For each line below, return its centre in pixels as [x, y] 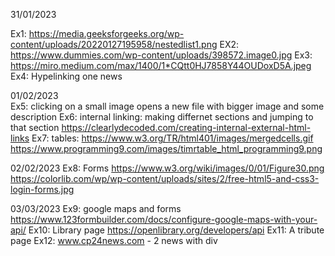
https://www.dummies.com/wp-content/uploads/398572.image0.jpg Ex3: [161, 55]
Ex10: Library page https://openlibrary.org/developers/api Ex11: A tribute [176, 230]
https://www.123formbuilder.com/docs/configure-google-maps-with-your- [164, 219]
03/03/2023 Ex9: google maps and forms [96, 208]
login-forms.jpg [42, 189]
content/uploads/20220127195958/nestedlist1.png [114, 44]
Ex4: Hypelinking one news [66, 76]
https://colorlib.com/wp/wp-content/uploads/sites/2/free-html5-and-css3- [165, 178]
